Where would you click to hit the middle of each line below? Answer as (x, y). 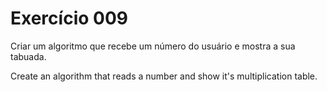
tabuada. (28, 56)
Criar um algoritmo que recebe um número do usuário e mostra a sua (153, 46)
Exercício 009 (69, 18)
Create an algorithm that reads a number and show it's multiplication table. (164, 76)
